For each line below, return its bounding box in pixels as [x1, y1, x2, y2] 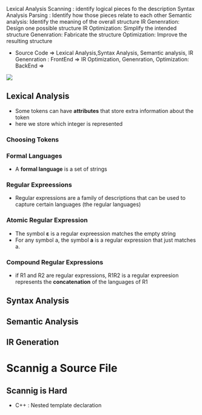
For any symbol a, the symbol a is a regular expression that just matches [15, 236, 196, 244]
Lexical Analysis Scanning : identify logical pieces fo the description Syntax [6, 5, 195, 12]
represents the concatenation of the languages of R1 [15, 278, 148, 285]
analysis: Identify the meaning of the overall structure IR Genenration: [6, 18, 180, 25]
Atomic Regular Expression [6, 216, 88, 224]
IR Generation [6, 337, 59, 348]
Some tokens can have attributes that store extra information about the [15, 107, 194, 114]
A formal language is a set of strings [15, 165, 107, 173]
